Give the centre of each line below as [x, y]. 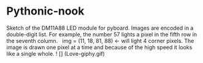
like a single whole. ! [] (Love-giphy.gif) [56, 53]
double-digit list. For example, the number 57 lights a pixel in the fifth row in [102, 34]
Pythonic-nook [45, 11]
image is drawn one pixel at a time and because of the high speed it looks [99, 47]
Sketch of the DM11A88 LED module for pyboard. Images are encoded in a [100, 28]
